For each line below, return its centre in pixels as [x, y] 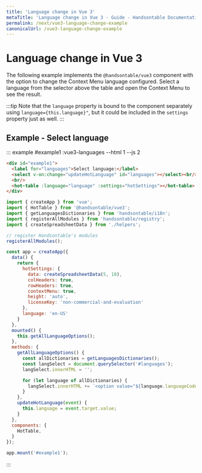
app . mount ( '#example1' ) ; [37, 453]
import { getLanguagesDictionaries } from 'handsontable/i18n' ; [88, 213]
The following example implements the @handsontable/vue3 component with [100, 75]
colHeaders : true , [51, 280]
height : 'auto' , [48, 297]
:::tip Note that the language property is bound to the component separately [99, 106]
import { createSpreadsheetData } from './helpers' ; [74, 224]
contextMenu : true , [52, 291]
